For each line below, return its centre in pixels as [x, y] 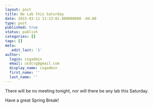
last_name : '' [24, 77]
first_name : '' [25, 73]
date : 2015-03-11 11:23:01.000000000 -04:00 [51, 18]
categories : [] [20, 37]
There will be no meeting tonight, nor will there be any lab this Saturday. [77, 91]
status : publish [21, 32]
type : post [16, 23]
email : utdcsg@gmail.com [34, 63]
